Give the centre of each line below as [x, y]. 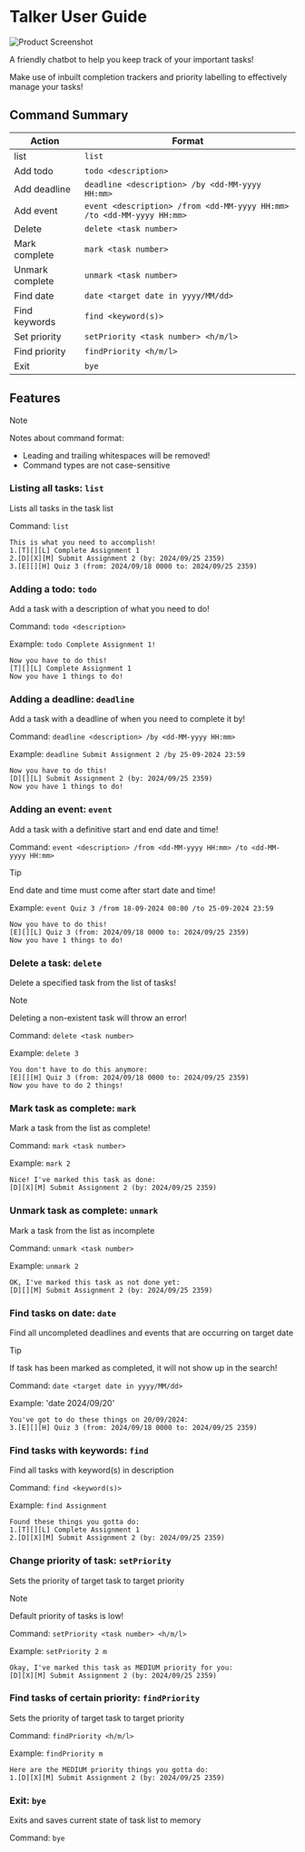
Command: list [39, 526]
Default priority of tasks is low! [67, 1616]
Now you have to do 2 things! [67, 1086]
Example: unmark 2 [44, 1266]
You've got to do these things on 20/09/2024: [99, 1419]
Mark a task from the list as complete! [80, 1128]
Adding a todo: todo [53, 589]
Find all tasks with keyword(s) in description [92, 1470]
